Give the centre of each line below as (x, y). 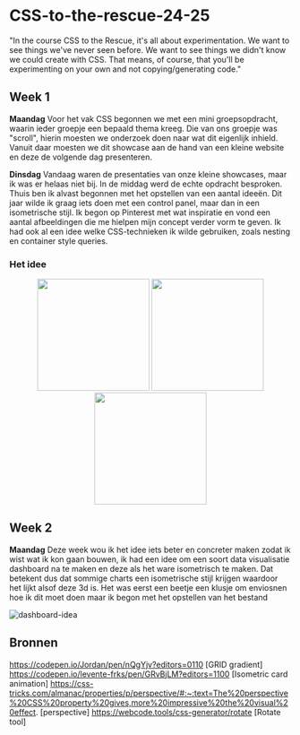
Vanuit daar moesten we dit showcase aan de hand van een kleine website (147, 147)
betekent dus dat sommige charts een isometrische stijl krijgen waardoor (144, 578)
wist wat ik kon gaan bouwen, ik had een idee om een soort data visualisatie (150, 559)
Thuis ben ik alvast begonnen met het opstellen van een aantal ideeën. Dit (146, 193)
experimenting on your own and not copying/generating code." (125, 69)
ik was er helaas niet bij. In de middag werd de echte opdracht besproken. (146, 184)
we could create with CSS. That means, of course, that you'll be (127, 59)
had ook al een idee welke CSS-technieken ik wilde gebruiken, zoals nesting (150, 231)
